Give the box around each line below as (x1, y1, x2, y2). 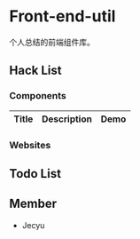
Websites (9, 139, 51, 151)
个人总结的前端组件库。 (9, 36, 95, 47)
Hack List (9, 63, 62, 78)
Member (9, 196, 58, 211)
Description (41, 113, 93, 125)
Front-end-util (9, 6, 116, 27)
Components (9, 90, 66, 102)
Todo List (9, 166, 62, 181)
